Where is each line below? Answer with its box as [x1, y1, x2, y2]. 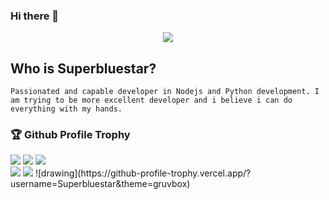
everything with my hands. [10, 104, 123, 114]
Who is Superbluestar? [10, 60, 157, 77]
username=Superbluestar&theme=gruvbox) [10, 178, 191, 190]
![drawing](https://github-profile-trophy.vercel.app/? [34, 167, 252, 179]
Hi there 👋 [10, 9, 60, 23]
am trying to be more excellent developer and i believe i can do [10, 95, 293, 106]
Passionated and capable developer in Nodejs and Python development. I [10, 87, 320, 97]
